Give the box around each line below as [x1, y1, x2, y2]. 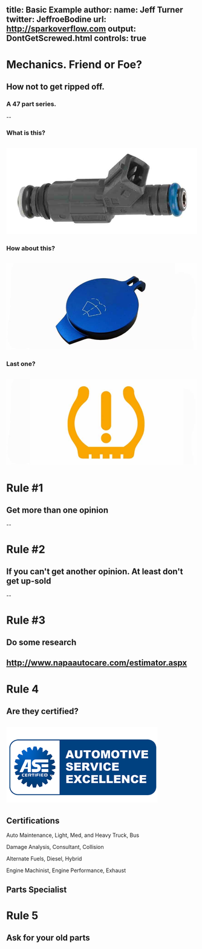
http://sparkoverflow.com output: [6, 24, 136, 34]
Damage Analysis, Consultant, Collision [6, 844, 104, 851]
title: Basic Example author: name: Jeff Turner [6, 5, 183, 15]
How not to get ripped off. [6, 81, 105, 92]
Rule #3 [6, 613, 45, 627]
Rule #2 [6, 542, 45, 556]
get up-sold [6, 576, 51, 587]
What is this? [6, 128, 45, 137]
